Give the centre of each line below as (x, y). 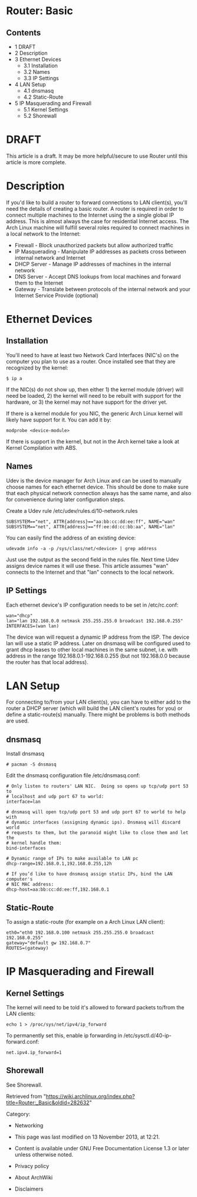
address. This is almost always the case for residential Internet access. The (98, 221)
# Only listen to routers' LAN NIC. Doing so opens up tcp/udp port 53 (97, 786)
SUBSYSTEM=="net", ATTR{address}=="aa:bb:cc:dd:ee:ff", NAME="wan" (91, 521)
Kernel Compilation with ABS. (42, 447)
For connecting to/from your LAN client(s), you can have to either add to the (98, 702)
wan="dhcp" (19, 616)
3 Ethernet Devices (38, 59)
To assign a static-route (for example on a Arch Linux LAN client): (86, 922)
